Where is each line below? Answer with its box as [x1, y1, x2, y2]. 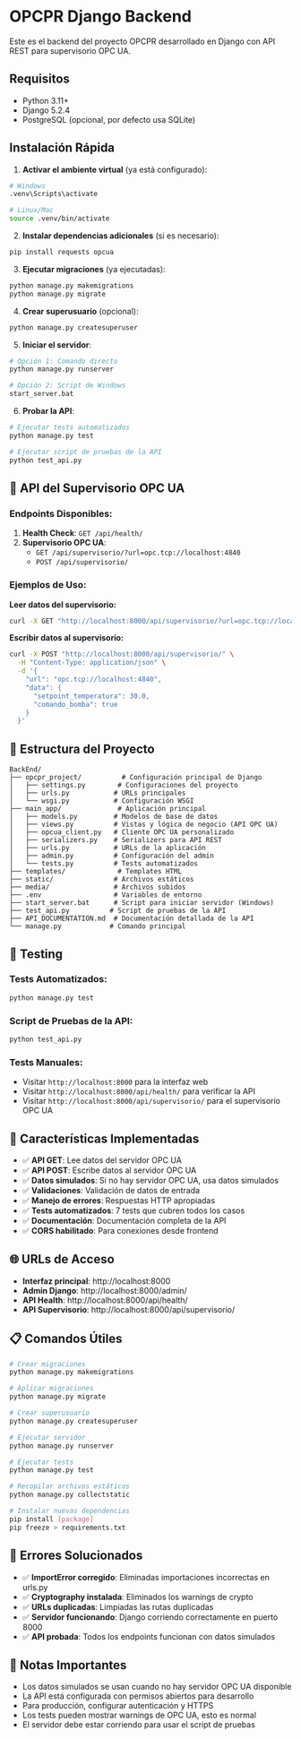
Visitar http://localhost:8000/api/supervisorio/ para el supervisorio [21, 1096, 280, 1106]
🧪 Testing [9, 946, 64, 961]
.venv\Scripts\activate [9, 190, 99, 199]
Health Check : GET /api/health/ [21, 528, 143, 538]
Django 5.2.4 [21, 105, 70, 116]
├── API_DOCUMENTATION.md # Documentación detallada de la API [9, 914, 254, 924]
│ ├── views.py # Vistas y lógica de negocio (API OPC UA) [9, 820, 279, 830]
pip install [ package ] [9, 1514, 94, 1524]
